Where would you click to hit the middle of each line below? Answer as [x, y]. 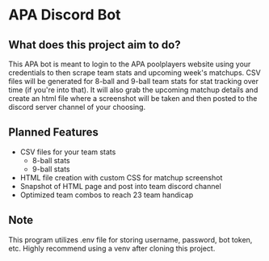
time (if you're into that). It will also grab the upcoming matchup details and [133, 90]
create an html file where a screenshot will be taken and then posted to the [133, 98]
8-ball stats [51, 160]
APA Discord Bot [65, 15]
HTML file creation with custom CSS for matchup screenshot [121, 177]
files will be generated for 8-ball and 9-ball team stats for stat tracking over [133, 81]
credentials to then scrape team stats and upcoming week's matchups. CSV [134, 73]
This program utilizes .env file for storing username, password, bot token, [130, 239]
